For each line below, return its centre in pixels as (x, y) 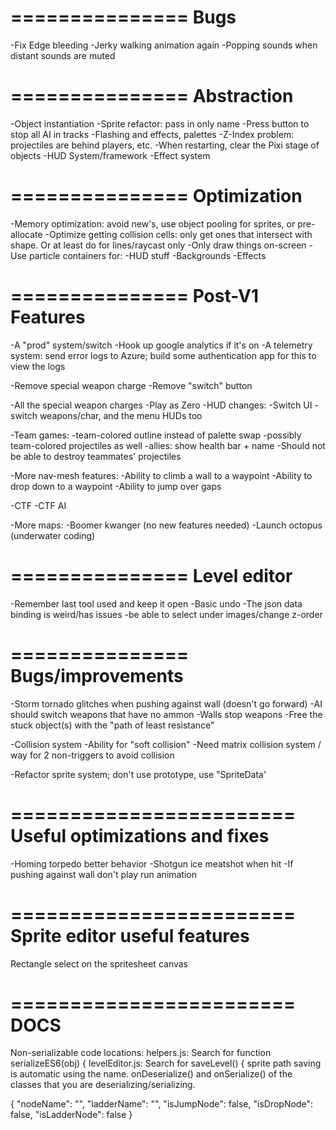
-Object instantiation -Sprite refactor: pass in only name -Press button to (160, 123)
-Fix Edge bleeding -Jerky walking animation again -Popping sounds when (164, 45)
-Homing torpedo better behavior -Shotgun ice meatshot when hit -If (152, 863)
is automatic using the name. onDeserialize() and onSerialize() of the (151, 1074)
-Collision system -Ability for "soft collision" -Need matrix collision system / (166, 744)
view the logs (38, 366)
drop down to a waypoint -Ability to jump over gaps (116, 486)
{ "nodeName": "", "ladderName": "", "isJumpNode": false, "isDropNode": (161, 1104)
